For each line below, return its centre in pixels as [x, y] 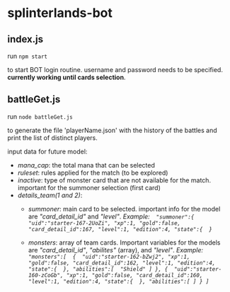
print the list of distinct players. [52, 138]
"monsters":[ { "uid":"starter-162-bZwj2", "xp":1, [109, 257]
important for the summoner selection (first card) [89, 187]
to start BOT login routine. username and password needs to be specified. [115, 70]
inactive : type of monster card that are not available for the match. [114, 180]
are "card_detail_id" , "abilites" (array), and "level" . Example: [116, 250]
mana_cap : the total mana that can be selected [86, 165]
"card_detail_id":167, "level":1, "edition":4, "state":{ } [120, 229]
